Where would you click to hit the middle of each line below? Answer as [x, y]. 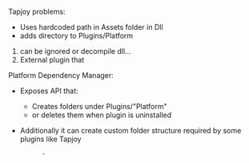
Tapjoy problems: [37, 12]
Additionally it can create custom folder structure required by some [131, 130]
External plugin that [52, 60]
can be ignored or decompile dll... [75, 51]
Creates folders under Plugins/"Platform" [100, 106]
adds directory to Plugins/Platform [76, 36]
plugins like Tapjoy [50, 139]
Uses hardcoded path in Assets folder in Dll [91, 27]
